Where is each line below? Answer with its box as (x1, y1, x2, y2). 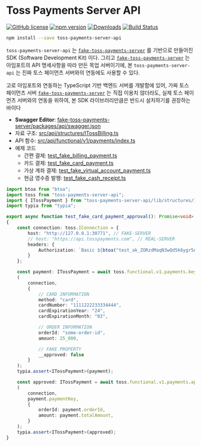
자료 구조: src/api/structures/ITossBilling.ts (14, 129, 118, 136)
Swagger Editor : (14, 116, 56, 123)
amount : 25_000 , (38, 335, 79, 341)
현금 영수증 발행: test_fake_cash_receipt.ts (23, 174, 126, 181)
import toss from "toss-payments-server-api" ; (6, 192, 124, 198)
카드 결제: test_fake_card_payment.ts (23, 159, 114, 166)
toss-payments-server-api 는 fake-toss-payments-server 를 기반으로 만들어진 (6, 46, 193, 54)
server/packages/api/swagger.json (14, 122, 101, 129)
